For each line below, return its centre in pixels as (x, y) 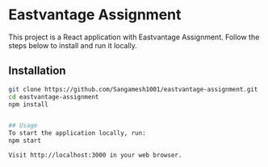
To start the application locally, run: (77, 133)
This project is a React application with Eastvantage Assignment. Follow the (134, 37)
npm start (25, 141)
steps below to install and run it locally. (73, 45)
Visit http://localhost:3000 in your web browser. (95, 155)
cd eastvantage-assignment (54, 97)
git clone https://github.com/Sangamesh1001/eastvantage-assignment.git (133, 89)
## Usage (23, 126)
